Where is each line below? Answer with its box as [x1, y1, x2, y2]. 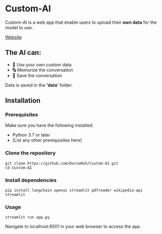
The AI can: [5, 48, 41, 57]
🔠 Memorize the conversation [12, 67, 73, 73]
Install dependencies [5, 177, 57, 184]
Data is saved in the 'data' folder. [5, 82, 73, 88]
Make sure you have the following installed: [5, 122, 94, 129]
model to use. [5, 24, 33, 30]
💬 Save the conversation [12, 72, 62, 78]
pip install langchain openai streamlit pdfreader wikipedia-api [5, 188, 143, 193]
